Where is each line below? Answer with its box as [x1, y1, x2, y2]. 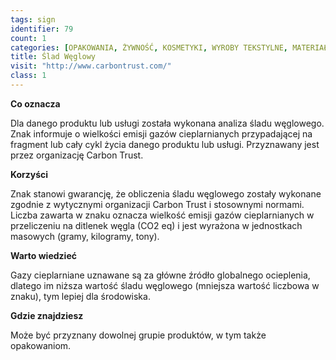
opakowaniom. [10, 339, 72, 351]
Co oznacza [10, 97, 61, 110]
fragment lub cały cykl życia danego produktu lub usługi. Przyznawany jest [10, 138, 320, 150]
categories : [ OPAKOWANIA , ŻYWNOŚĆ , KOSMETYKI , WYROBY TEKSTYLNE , [10, 42, 288, 53]
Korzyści [10, 168, 49, 180]
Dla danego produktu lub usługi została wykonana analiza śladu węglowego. [10, 117, 325, 129]
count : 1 [10, 33, 47, 43]
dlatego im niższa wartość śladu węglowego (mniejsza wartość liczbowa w [10, 279, 320, 291]
